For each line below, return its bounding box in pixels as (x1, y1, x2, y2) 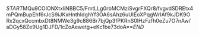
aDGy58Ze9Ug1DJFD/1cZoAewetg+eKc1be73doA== (6, 23, 134, 30)
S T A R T (6, 5, 23, 12)
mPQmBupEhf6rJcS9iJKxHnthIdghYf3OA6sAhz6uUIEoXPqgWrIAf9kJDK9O (6, 11, 191, 18)
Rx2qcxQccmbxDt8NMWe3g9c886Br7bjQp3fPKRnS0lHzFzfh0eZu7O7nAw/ (6, 17, 191, 24)
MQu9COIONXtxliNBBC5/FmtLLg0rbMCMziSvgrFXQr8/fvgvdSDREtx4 (23, 5, 194, 12)
